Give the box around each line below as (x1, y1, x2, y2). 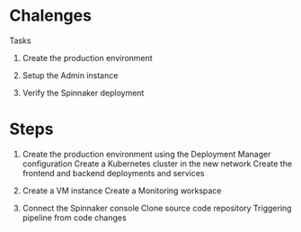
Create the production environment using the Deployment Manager (22, 148, 271, 159)
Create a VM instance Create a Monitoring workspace (22, 185, 222, 196)
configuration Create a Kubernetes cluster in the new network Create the (22, 158, 293, 169)
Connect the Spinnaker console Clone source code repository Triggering (22, 202, 292, 213)
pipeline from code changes (22, 212, 128, 223)
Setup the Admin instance (22, 69, 119, 81)
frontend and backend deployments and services (22, 167, 205, 178)
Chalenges (9, 5, 93, 26)
